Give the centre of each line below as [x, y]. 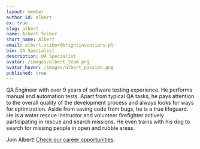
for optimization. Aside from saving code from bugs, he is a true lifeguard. [97, 109]
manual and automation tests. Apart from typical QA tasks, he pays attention [100, 96]
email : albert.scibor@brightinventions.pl [60, 45]
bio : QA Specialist [31, 51]
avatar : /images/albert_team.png [48, 62]
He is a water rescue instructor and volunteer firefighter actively [85, 115]
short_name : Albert [31, 39]
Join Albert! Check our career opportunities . [61, 140]
